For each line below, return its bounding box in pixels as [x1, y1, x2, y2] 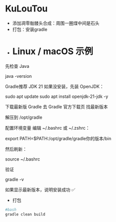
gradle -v [5, 176, 24, 182]
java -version [5, 73, 32, 79]
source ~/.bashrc [5, 156, 41, 162]
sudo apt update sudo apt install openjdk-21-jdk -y [5, 93, 109, 99]
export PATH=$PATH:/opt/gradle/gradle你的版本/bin [5, 135, 112, 141]
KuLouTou [5, 3, 48, 14]
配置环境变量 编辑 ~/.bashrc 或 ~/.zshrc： [5, 125, 90, 131]
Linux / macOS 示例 [12, 46, 93, 57]
